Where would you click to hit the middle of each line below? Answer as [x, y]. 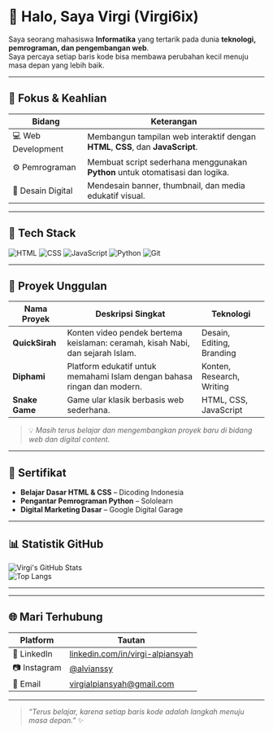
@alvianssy [91, 669]
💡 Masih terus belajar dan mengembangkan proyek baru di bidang [140, 430]
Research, [221, 376]
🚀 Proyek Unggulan [58, 285]
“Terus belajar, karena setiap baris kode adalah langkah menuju [136, 711]
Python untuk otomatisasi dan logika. [158, 172]
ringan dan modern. [104, 387]
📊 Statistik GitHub [56, 544]
